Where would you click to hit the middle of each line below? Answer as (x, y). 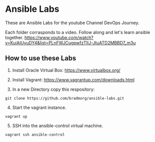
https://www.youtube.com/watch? (59, 37)
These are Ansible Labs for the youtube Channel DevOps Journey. (72, 23)
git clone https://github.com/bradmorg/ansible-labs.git (65, 98)
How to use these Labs (41, 58)
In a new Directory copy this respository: (53, 89)
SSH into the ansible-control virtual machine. (58, 125)
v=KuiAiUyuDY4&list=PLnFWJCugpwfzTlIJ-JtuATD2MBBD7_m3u (71, 42)
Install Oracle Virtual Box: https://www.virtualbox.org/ (66, 70)
